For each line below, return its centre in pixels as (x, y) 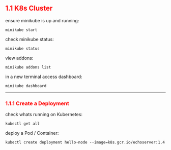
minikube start (21, 30)
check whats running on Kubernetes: (44, 115)
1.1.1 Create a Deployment (37, 103)
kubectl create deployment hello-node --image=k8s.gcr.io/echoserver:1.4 (85, 142)
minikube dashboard (26, 86)
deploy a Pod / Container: (32, 133)
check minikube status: (30, 39)
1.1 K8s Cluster (29, 8)
